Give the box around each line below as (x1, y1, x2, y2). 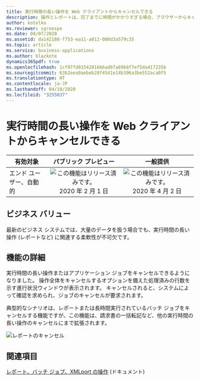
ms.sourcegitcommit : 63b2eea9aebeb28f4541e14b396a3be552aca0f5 (6, 70, 167, 76)
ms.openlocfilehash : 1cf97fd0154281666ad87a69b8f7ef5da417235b (6, 64, 167, 70)
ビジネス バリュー (6, 209, 71, 219)
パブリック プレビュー (53, 157, 115, 166)
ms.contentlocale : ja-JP (6, 81, 68, 87)
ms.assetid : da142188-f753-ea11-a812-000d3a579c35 (6, 36, 135, 42)
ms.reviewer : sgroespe (6, 25, 62, 32)
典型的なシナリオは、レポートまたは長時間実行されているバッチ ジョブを (6, 305, 185, 312)
